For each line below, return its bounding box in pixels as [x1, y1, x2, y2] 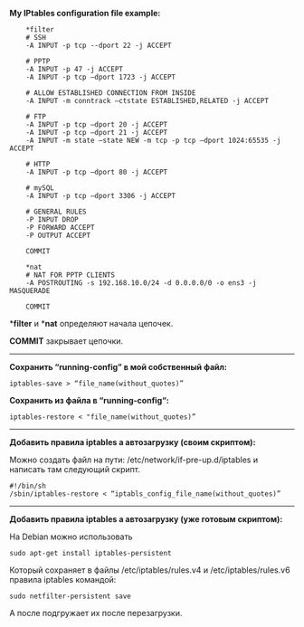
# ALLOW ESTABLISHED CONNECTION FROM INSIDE [25, 89, 196, 98]
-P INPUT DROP [25, 215, 79, 224]
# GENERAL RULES [25, 207, 88, 216]
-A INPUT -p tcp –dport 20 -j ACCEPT [25, 120, 168, 129]
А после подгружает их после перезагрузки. [9, 608, 183, 618]
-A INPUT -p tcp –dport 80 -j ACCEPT [25, 167, 168, 176]
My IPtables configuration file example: [9, 8, 161, 18]
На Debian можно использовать [9, 531, 133, 542]
